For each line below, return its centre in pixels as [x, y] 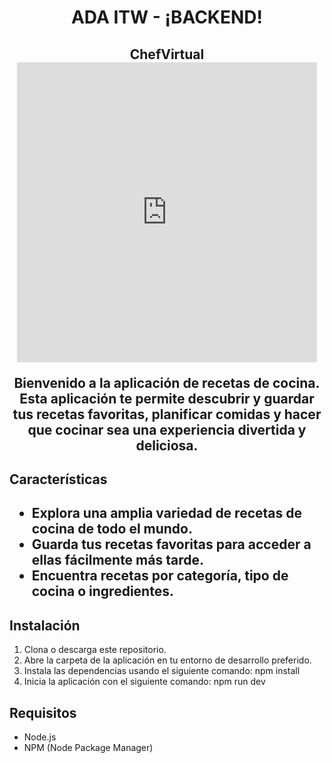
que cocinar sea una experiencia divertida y [167, 429]
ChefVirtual [167, 54]
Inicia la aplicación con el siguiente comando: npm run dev [144, 682]
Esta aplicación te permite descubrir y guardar [167, 398]
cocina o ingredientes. [102, 591]
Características [58, 479]
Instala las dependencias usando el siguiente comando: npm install [162, 671]
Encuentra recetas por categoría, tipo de [160, 576]
